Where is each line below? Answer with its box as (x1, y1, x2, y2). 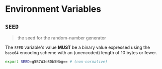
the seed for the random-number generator (17, 35, 106, 40)
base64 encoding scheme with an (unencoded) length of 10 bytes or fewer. (5, 50, 158, 55)
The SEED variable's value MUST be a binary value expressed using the (5, 44, 150, 50)
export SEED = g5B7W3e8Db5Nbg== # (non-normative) (5, 59, 108, 64)
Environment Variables (5, 3, 101, 15)
